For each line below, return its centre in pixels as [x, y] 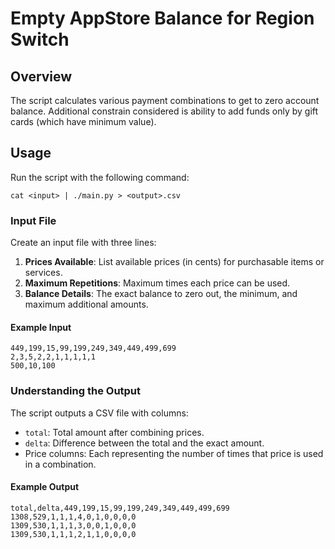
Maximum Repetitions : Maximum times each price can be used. [157, 283]
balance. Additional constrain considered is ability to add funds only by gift [164, 111]
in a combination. [60, 464]
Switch [40, 39]
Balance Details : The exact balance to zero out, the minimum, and [161, 294]
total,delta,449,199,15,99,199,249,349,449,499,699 [120, 508]
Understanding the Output [76, 391]
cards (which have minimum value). [83, 121]
